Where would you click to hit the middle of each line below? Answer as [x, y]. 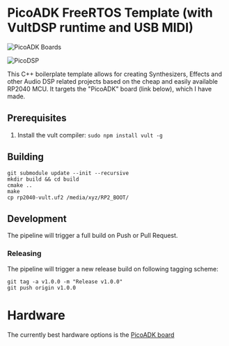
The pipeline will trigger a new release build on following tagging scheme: [113, 269]
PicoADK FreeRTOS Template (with [110, 13]
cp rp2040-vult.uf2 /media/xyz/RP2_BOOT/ [68, 197]
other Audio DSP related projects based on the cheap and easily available [112, 81]
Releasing [24, 254]
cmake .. [20, 185]
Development [37, 219]
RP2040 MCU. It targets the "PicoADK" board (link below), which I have [110, 89]
